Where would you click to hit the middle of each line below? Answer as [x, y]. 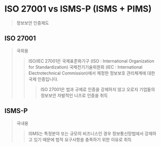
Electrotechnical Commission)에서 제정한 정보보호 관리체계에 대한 [92, 73]
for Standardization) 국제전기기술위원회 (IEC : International [85, 67]
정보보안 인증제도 [33, 23]
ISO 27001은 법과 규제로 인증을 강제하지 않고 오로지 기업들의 [98, 89]
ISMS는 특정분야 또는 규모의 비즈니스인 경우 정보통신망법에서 [86, 133]
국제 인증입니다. [43, 79]
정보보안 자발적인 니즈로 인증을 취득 [74, 95]
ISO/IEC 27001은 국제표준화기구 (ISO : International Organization [91, 61]
